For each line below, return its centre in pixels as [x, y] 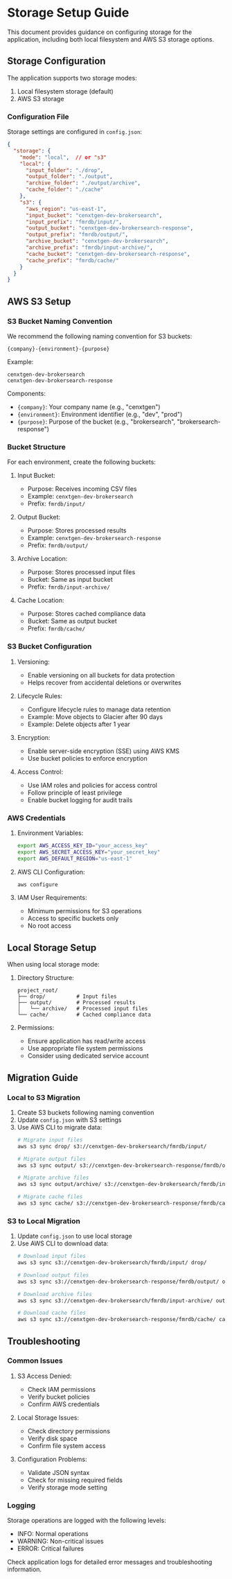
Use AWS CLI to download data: [63, 1243]
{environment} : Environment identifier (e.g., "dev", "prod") [100, 414]
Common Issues [35, 1361]
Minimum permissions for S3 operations [84, 911]
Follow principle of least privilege [75, 793]
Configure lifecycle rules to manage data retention [99, 709]
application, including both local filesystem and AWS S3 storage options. [111, 39]
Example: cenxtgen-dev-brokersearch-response [94, 538]
